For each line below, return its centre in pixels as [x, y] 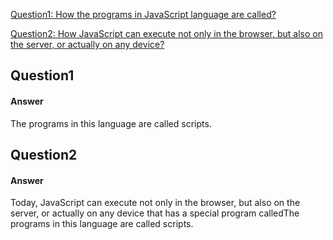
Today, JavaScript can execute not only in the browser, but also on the [155, 203]
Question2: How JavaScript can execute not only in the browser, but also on [166, 33]
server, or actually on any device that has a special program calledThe [155, 213]
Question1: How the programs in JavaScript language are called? [143, 14]
